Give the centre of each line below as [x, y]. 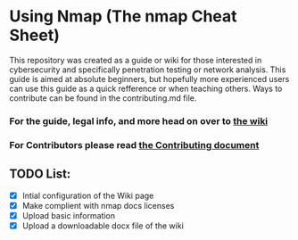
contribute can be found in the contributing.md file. [103, 98]
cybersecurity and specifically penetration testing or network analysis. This [148, 70]
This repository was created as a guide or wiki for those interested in [136, 60]
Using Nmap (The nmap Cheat [124, 17]
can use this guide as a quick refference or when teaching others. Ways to [146, 88]
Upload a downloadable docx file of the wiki [103, 226]
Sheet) [34, 35]
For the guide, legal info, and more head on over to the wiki [139, 120]
